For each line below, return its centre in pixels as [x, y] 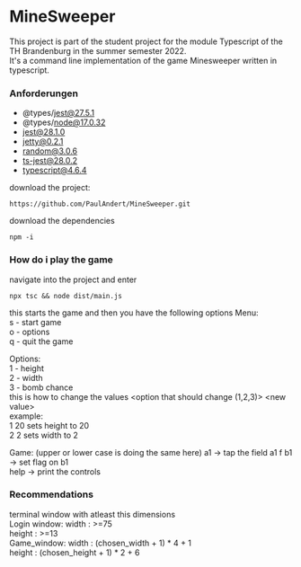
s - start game [35, 322]
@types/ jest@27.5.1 [58, 113]
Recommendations [52, 494]
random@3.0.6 [50, 151]
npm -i [22, 237]
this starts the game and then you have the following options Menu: [134, 313]
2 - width [26, 377]
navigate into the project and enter [73, 279]
